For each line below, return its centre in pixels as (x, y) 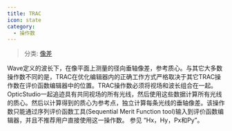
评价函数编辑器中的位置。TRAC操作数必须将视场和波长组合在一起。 (121, 86)
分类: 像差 (38, 53)
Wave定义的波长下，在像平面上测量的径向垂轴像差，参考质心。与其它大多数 (115, 68)
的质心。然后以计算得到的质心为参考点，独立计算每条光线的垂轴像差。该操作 (116, 103)
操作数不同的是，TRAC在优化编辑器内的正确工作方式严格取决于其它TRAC (111, 77)
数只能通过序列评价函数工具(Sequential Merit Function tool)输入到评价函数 (113, 112)
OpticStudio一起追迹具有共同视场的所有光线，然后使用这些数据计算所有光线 (115, 94)
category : (21, 26)
